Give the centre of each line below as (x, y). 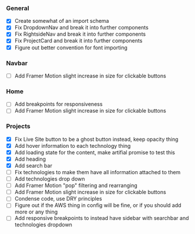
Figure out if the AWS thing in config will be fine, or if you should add (98, 205)
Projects (18, 126)
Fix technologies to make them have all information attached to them (97, 172)
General (18, 8)
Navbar (17, 63)
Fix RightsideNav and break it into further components (80, 34)
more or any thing (36, 212)
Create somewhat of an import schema (62, 21)
